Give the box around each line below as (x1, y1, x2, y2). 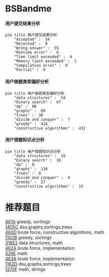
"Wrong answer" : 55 (14, 46, 59, 51)
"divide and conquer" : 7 (14, 117, 70, 122)
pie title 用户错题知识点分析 (5, 149, 61, 154)
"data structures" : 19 (14, 153, 66, 158)
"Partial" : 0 (14, 68, 46, 73)
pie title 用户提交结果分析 (5, 33, 57, 38)
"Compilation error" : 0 (14, 63, 68, 68)
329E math (5, 250, 28, 256)
